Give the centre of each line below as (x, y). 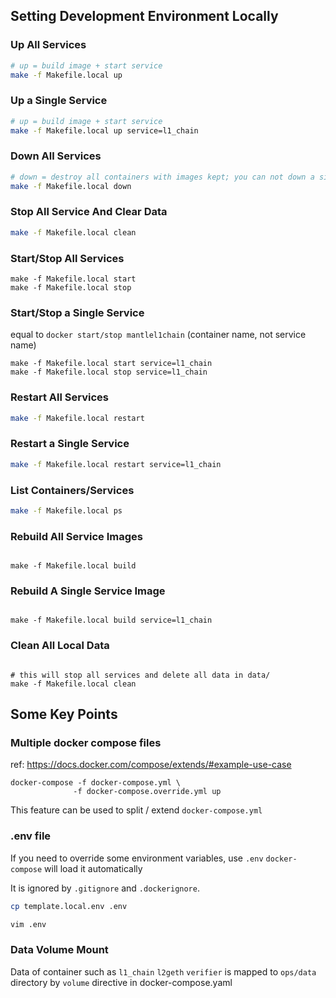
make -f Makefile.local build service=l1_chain (111, 620)
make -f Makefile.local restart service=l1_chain (116, 464)
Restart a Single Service (70, 444)
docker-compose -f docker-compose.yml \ (96, 783)
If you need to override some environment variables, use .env (137, 858)
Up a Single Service (59, 101)
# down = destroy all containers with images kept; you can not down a (162, 177)
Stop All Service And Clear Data (89, 212)
